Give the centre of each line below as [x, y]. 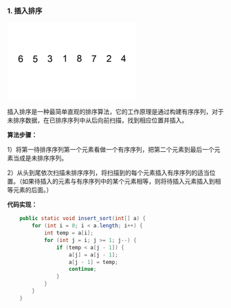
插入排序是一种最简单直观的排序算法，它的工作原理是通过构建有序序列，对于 [115, 112]
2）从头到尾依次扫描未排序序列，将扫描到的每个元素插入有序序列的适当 [108, 173]
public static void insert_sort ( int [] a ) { [83, 219]
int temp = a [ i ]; [69, 233]
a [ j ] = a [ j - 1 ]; [93, 255]
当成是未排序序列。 [40, 158]
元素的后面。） [33, 190]
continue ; [82, 269]
